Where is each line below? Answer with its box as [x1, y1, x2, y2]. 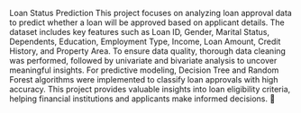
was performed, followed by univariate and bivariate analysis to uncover [9, 56, 278, 65]
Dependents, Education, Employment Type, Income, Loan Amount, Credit [9, 36, 281, 47]
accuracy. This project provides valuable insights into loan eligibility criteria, [9, 84, 291, 94]
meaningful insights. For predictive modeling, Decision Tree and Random [9, 65, 279, 75]
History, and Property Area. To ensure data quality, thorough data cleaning [9, 46, 287, 56]
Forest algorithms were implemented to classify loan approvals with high [9, 74, 278, 84]
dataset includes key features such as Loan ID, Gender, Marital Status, [9, 27, 270, 37]
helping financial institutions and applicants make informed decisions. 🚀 [9, 93, 276, 104]
